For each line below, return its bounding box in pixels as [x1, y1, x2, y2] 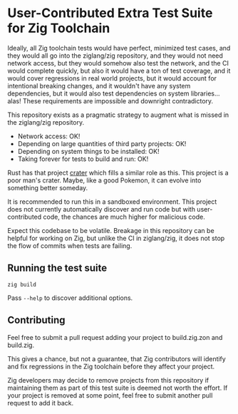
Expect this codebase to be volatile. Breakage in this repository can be [7, 226, 215, 234]
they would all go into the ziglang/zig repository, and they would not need [7, 51, 223, 60]
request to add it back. [7, 398, 74, 407]
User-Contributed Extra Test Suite [7, 5, 213, 21]
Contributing [7, 314, 66, 326]
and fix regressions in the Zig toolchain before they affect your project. [7, 362, 215, 371]
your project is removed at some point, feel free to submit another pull [7, 390, 213, 400]
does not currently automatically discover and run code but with [7, 205, 196, 213]
